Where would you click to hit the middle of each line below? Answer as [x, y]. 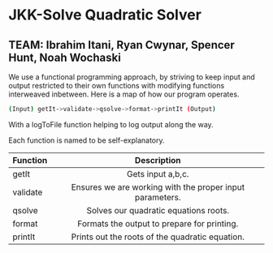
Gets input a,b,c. [158, 174]
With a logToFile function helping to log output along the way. [111, 124]
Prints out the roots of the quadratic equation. [158, 237]
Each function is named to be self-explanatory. [87, 140]
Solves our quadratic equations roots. [158, 210]
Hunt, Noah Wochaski [65, 57]
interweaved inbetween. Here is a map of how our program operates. [124, 94]
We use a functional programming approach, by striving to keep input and [132, 77]
